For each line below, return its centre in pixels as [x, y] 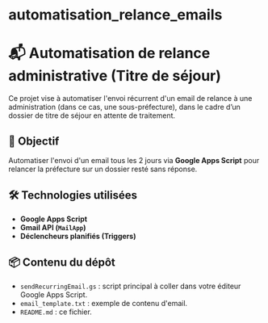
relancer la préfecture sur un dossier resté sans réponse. [103, 169]
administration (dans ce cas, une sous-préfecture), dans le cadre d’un [124, 107]
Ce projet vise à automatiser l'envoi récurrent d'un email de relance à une [130, 99]
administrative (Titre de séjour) [115, 76]
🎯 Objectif [34, 141]
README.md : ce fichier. [56, 312]
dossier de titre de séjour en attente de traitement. [92, 115]
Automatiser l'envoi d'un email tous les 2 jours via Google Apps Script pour [134, 160]
